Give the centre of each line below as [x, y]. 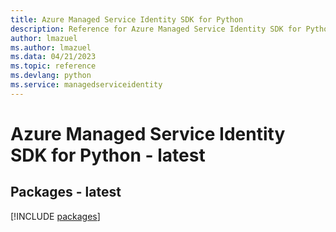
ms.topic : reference [53, 66]
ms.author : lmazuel [51, 47]
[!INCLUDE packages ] [55, 216]
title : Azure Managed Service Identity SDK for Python [127, 19]
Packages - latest [66, 192]
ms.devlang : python [51, 76]
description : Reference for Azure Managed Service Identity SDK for [156, 29]
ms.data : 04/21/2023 [53, 57]
